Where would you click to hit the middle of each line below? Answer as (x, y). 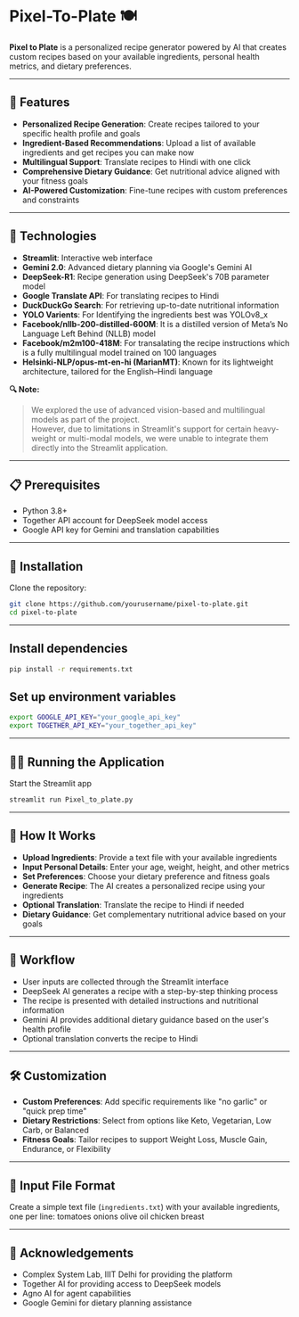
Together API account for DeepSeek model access (115, 521)
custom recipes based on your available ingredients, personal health (134, 56)
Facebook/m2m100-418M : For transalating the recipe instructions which (156, 342)
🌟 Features (40, 103)
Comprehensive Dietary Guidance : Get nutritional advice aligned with (151, 171)
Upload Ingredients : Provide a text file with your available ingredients (149, 857)
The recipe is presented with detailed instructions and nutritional (140, 1000)
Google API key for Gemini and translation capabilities (121, 530)
